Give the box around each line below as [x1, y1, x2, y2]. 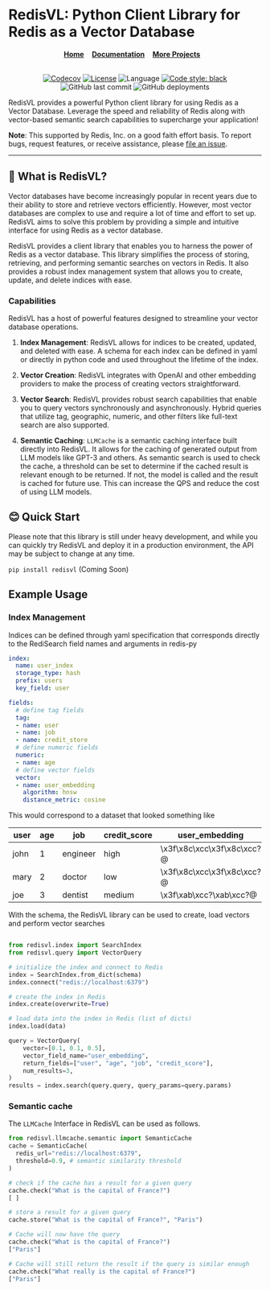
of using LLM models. [19, 487, 92, 497]
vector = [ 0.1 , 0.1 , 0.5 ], [22, 1044, 106, 1052]
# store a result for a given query [8, 1209, 131, 1217]
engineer [62, 848, 96, 859]
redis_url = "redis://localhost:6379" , [15, 1149, 142, 1158]
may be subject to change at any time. [8, 549, 135, 558]
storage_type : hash [15, 670, 81, 678]
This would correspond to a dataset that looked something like [8, 810, 215, 820]
